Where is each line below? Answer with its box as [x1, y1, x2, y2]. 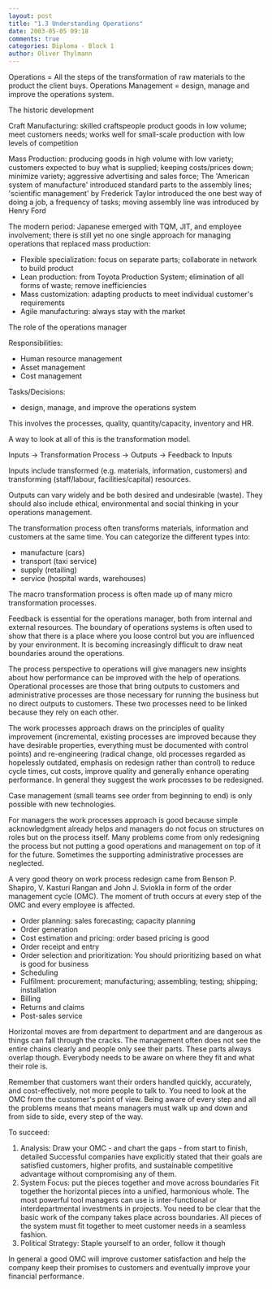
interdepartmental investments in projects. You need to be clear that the [19, 1204, 261, 1213]
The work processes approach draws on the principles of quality [8, 723, 225, 732]
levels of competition [8, 138, 79, 147]
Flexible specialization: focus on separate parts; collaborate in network [19, 255, 257, 264]
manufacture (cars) [19, 548, 85, 557]
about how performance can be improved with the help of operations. [8, 673, 242, 682]
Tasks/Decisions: [8, 387, 66, 396]
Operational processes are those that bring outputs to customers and [8, 681, 240, 691]
